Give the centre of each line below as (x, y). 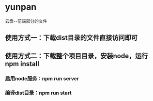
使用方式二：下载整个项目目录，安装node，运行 (76, 56)
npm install (22, 64)
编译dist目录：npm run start (38, 93)
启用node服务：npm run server (42, 78)
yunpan (21, 7)
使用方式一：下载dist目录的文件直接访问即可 (71, 38)
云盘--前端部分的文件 (26, 21)
